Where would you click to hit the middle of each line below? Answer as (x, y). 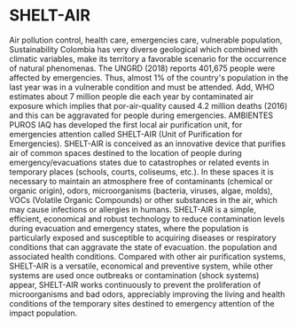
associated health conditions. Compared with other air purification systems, (148, 256)
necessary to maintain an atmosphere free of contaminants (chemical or (141, 181)
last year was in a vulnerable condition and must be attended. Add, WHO (142, 87)
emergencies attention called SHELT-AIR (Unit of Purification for (126, 134)
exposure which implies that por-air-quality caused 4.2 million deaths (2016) (148, 105)
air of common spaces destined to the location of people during (125, 152)
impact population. (43, 313)
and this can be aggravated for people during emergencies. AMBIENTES (141, 115)
